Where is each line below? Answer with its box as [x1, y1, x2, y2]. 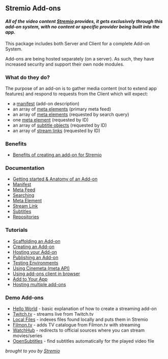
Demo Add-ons [5, 294, 44, 301]
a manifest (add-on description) [12, 100, 80, 106]
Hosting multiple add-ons [12, 281, 66, 287]
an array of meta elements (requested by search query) [12, 111, 129, 117]
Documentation [5, 165, 45, 172]
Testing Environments [12, 259, 59, 266]
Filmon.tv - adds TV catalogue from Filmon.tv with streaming [12, 322, 141, 328]
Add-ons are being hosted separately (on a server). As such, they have [5, 55, 154, 62]
